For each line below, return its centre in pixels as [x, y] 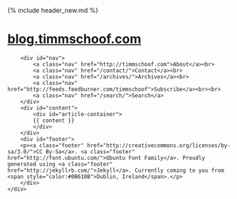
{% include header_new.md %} [53, 10]
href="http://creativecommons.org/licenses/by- [159, 146]
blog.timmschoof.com [74, 39]
